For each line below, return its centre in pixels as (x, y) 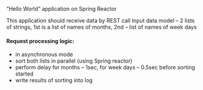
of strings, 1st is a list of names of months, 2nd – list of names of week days (102, 27)
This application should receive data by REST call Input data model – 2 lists (101, 20)
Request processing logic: (40, 41)
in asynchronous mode (44, 55)
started (24, 74)
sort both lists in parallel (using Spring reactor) (74, 61)
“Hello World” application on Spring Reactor (62, 9)
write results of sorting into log (54, 80)
